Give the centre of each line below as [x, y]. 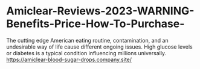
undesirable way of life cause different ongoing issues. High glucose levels [99, 47]
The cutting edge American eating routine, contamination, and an [87, 40]
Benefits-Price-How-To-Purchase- [95, 24]
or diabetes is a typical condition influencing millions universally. [86, 53]
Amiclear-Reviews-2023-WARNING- [100, 11]
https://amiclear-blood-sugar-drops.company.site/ [69, 59]
